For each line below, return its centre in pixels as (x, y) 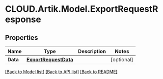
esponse (23, 19)
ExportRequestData (50, 60)
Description (92, 51)
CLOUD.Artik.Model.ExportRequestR (82, 9)
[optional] (122, 60)
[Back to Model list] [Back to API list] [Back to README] (61, 72)
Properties (22, 38)
